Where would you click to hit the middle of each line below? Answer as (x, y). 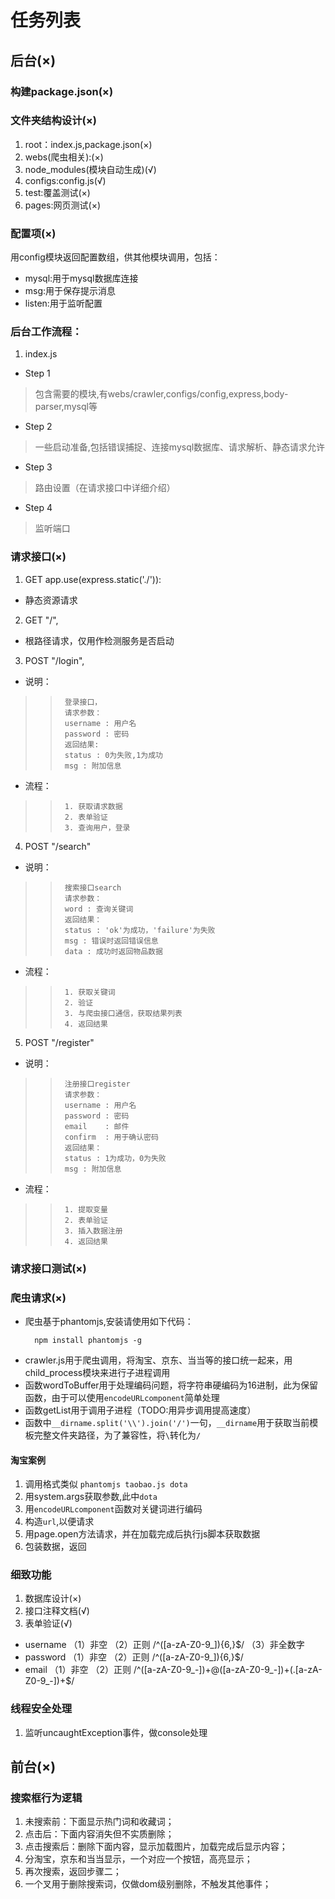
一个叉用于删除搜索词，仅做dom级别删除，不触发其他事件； (148, 1884)
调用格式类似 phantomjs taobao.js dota (106, 1484)
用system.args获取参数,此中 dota (91, 1497)
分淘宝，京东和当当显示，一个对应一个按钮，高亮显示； (138, 1859)
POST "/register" (59, 1042)
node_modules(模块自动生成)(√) (90, 169)
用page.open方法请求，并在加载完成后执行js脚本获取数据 (142, 1534)
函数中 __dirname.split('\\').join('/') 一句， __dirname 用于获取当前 (167, 1422)
